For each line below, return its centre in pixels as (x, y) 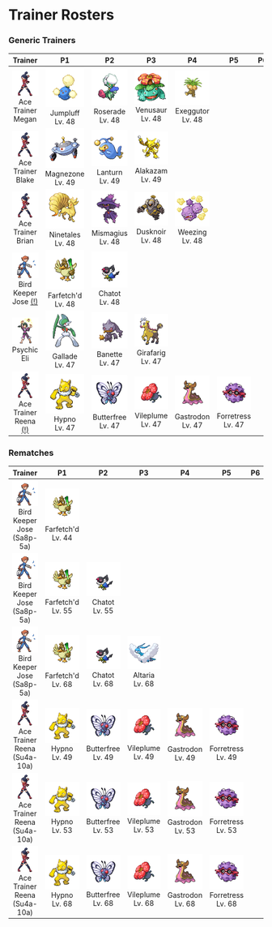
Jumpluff (65, 113)
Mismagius (110, 233)
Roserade (110, 111)
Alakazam (151, 170)
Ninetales (65, 234)
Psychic (25, 350)
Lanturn (110, 172)
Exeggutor (192, 110)
